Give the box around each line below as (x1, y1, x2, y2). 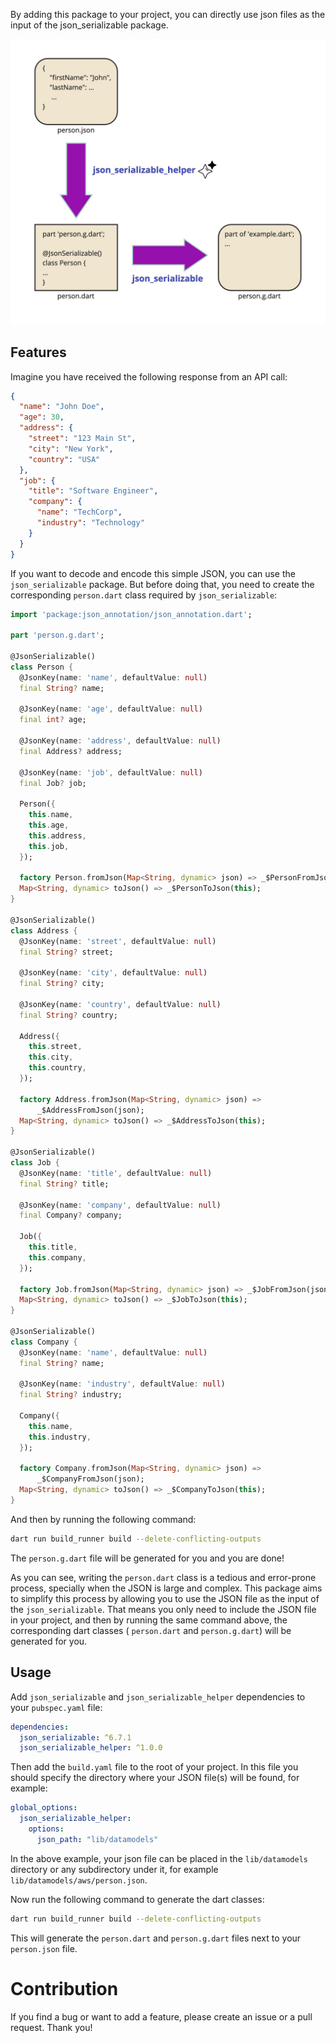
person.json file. (10, 1942, 78, 1954)
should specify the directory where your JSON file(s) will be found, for (10, 1772, 300, 1784)
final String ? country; (19, 1010, 118, 1020)
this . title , (28, 1242, 78, 1253)
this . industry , (28, 1432, 92, 1442)
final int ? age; (19, 715, 87, 725)
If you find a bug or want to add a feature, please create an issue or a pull (10, 2010, 313, 2023)
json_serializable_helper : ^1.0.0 (19, 1743, 163, 1753)
